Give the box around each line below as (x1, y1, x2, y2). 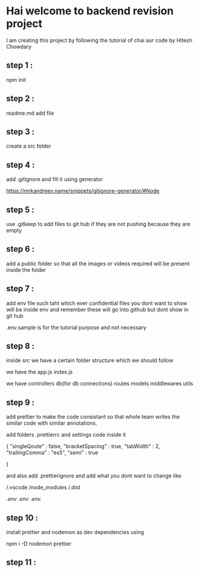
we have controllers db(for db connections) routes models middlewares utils (6, 380, 194, 387)
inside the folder (6, 266, 46, 273)
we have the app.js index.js (6, 369, 73, 376)
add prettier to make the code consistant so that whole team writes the (6, 413, 180, 421)
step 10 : (6, 513, 39, 523)
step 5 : (6, 204, 35, 215)
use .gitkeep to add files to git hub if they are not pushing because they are (6, 220, 191, 228)
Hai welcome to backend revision (6, 4, 174, 18)
